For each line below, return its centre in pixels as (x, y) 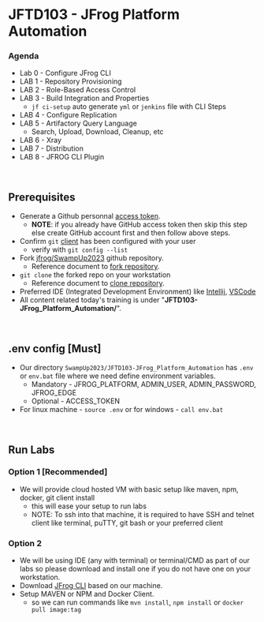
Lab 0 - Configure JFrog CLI (65, 73)
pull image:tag (56, 610)
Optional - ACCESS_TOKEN (76, 401)
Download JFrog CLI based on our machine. (91, 586)
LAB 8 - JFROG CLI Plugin (62, 157)
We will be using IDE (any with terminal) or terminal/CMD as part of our (135, 560)
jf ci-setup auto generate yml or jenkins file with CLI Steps (129, 107)
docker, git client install (57, 497)
